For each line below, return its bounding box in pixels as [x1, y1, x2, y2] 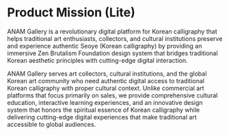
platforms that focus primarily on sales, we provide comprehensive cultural [7, 91, 218, 100]
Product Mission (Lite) [7, 5, 135, 20]
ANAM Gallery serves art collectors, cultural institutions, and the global [7, 70, 207, 78]
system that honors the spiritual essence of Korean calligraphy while [7, 106, 200, 114]
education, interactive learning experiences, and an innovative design [7, 98, 203, 106]
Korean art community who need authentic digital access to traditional [7, 76, 205, 85]
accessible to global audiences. [7, 120, 96, 128]
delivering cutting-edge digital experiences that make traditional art [7, 112, 197, 121]
